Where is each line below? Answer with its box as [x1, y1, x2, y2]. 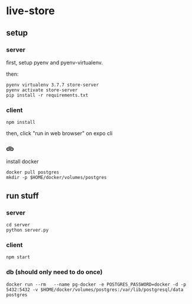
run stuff [6, 191, 40, 201]
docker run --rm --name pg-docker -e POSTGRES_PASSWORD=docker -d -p [6, 281, 186, 287]
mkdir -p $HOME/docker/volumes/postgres [6, 175, 108, 181]
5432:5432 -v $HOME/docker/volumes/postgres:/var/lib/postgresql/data [6, 286, 184, 293]
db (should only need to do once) [6, 268, 103, 276]
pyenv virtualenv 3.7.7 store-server [6, 82, 99, 88]
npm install [6, 120, 35, 126]
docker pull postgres [6, 169, 60, 175]
